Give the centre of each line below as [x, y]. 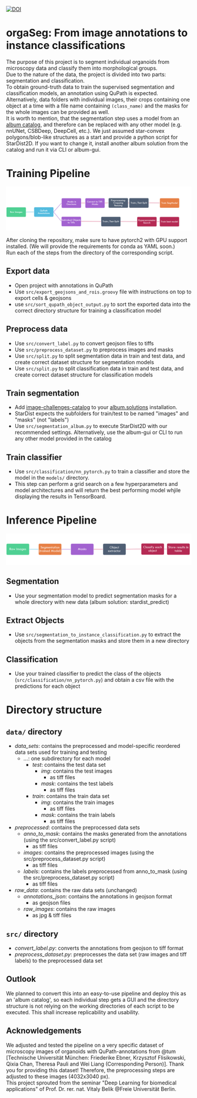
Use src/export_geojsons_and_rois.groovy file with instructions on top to [103, 292]
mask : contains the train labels [78, 815]
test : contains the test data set [69, 765]
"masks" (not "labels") [42, 420]
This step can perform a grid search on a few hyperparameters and [96, 484]
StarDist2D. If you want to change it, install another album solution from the [97, 143]
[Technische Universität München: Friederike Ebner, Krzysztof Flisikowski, [96, 1057]
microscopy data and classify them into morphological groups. [82, 68]
